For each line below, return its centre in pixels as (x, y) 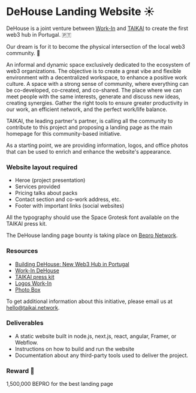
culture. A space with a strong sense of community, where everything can (97, 83)
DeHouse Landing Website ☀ (81, 12)
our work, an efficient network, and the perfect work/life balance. (87, 109)
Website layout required (42, 167)
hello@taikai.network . (33, 307)
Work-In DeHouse (37, 270)
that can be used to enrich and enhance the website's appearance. (89, 151)
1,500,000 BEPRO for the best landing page (60, 384)
